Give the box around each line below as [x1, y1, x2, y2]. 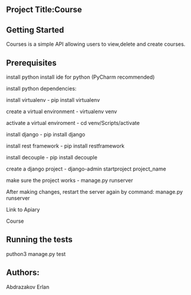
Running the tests [6, 235, 73, 245]
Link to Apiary [6, 206, 40, 213]
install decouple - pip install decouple [6, 154, 98, 161]
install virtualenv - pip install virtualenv [6, 97, 101, 104]
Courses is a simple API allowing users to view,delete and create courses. [6, 41, 186, 48]
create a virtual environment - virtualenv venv [6, 108, 117, 115]
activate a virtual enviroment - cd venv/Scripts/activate [6, 120, 140, 127]
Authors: [6, 268, 40, 278]
